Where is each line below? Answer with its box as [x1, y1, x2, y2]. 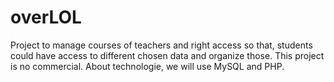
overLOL [10, 6, 82, 29]
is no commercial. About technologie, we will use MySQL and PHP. [10, 60, 285, 72]
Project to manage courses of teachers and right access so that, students [10, 39, 313, 51]
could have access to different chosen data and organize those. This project [10, 49, 325, 61]
